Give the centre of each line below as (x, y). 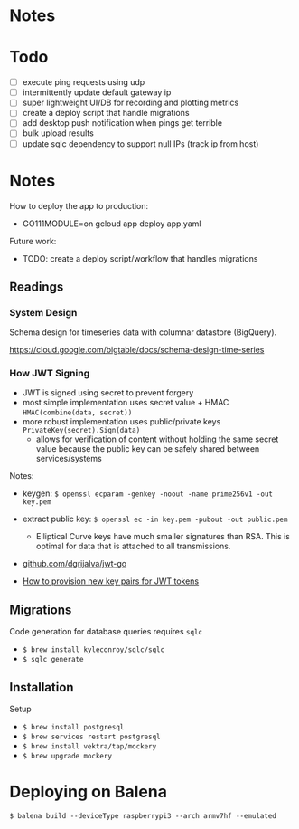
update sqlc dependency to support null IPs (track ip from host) (140, 143)
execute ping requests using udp (84, 82)
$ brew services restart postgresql (91, 737)
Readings (37, 286)
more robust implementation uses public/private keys (121, 422)
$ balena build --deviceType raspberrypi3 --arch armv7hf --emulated (143, 816)
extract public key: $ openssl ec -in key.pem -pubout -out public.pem (155, 519)
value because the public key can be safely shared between (148, 449)
